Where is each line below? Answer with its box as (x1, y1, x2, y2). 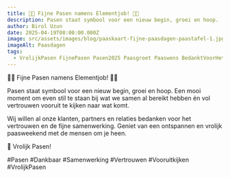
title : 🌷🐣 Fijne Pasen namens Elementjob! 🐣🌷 (7, 10, 139, 17)
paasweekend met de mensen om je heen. (7, 129, 127, 137)
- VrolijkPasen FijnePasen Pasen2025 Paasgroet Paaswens (13, 55, 179, 62)
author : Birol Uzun (7, 23, 63, 29)
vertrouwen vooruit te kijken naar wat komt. (7, 101, 130, 110)
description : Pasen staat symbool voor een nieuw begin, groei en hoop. (7, 16, 219, 23)
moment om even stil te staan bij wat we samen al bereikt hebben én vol (7, 94, 211, 102)
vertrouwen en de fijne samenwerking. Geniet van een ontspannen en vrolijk (7, 121, 222, 130)
